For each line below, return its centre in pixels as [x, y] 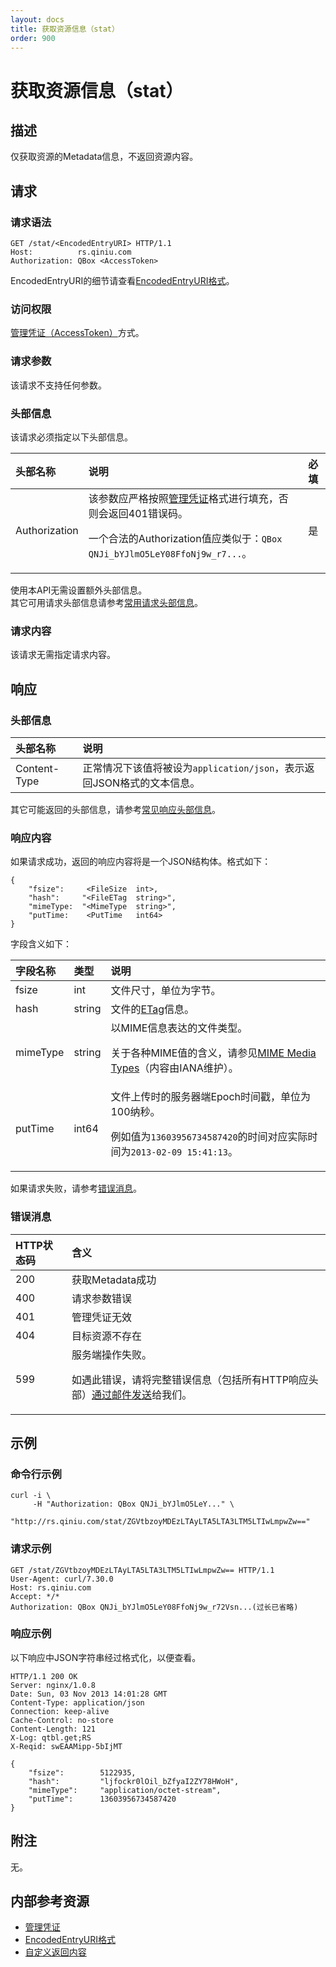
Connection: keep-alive [60, 1711]
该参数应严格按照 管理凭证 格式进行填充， [183, 498]
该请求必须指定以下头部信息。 [71, 437]
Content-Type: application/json [77, 1702]
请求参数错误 [102, 1298]
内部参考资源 [50, 1901]
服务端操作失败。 [112, 1354]
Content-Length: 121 [53, 1729]
